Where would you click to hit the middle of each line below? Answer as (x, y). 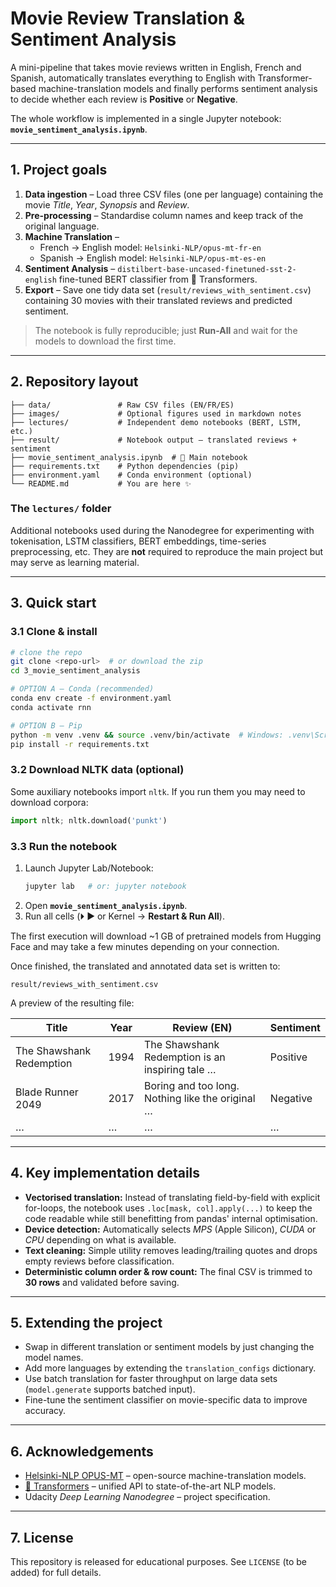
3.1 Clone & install (54, 632)
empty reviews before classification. (99, 1261)
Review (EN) (202, 1027)
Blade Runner (47, 1092)
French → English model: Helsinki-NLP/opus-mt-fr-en (150, 247)
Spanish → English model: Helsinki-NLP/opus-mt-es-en (153, 258)
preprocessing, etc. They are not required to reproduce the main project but (167, 551)
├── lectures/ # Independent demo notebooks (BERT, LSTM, (156, 422)
